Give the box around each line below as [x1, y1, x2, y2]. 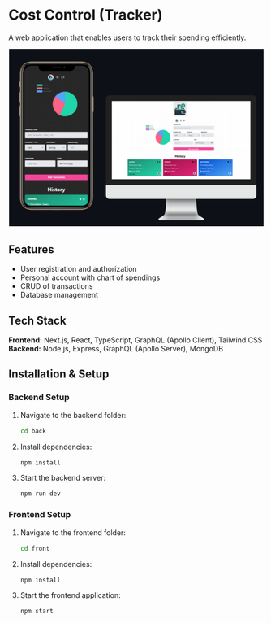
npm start [19, 608, 54, 616]
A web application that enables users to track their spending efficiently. [8, 33, 247, 42]
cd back [19, 427, 46, 435]
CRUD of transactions [19, 281, 93, 291]
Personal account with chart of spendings [19, 272, 161, 282]
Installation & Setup [8, 368, 110, 381]
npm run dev [19, 490, 61, 498]
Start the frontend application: [19, 590, 121, 600]
